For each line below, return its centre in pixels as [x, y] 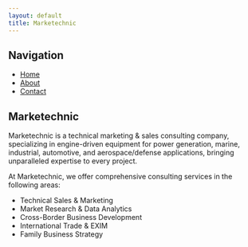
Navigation [36, 55]
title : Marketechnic [43, 23]
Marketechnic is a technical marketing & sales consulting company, [119, 135]
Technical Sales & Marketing [67, 201]
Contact [33, 92]
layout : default [35, 16]
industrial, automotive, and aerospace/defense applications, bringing [121, 153]
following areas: [35, 185]
